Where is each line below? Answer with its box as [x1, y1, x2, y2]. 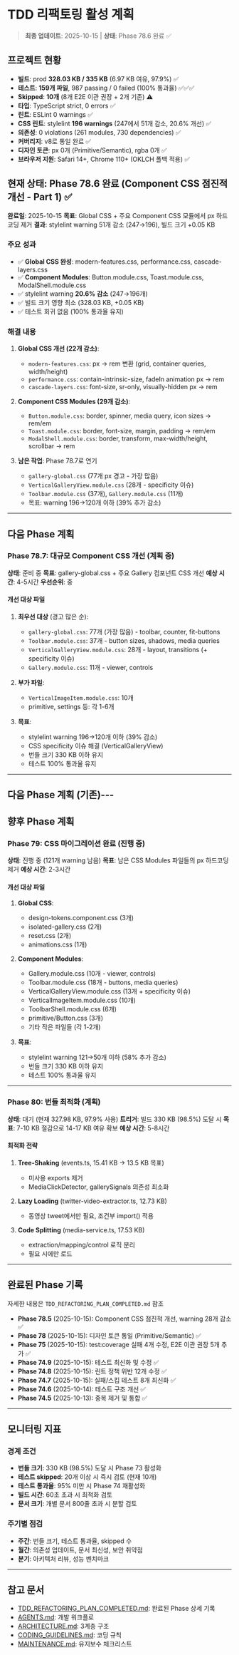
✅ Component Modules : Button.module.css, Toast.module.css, [17, 272, 204, 282]
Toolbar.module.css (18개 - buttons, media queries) [28, 978, 179, 987]
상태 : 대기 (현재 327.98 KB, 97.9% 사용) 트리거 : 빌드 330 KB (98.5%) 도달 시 [7, 1115, 222, 1123]
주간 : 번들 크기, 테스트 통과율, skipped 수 [17, 1537, 132, 1545]
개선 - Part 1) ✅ [7, 191, 73, 203]
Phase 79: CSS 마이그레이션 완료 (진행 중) [7, 838, 146, 848]
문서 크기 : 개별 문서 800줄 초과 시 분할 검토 [17, 1500, 137, 1508]
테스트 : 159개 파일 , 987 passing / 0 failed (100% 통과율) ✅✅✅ [17, 83, 195, 92]
